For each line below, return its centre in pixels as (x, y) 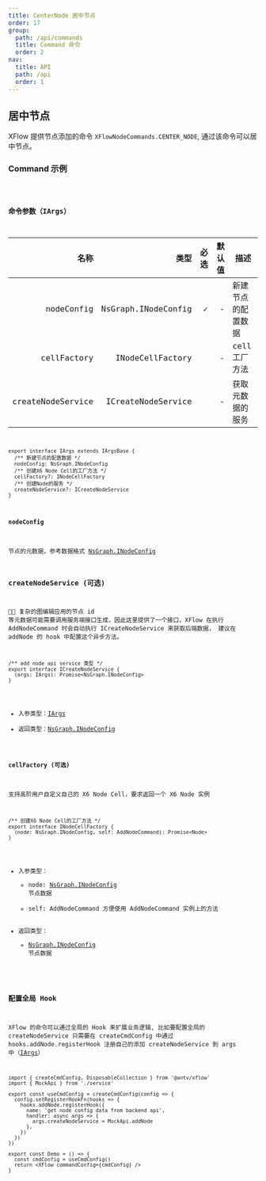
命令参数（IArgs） (40, 211)
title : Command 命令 (48, 45)
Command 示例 (38, 169)
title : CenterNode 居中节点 (52, 15)
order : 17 (25, 23)
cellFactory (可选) (39, 765)
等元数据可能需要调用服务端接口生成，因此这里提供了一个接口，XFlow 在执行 (116, 620)
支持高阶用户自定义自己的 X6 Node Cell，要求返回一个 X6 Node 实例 (109, 794)
